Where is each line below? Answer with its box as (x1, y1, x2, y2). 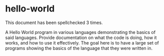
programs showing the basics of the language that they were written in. (5, 45, 153, 51)
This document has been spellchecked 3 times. (5, 19, 103, 25)
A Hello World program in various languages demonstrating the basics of (5, 29, 156, 35)
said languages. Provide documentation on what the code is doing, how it (5, 34, 157, 40)
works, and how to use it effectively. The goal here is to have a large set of (5, 39, 159, 45)
